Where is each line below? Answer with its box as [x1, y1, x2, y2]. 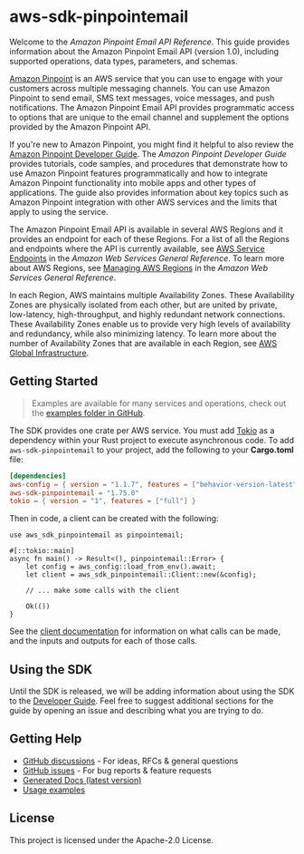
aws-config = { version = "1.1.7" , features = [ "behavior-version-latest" [9, 480, 298, 489]
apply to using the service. [9, 206, 109, 217]
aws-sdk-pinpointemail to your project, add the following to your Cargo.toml [9, 444, 294, 455]
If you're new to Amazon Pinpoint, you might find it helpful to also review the [9, 139, 294, 150]
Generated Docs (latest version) [22, 774, 142, 785]
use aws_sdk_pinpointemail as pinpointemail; [9, 530, 184, 540]
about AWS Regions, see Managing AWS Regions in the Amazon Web [9, 262, 269, 273]
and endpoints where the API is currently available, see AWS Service [9, 243, 265, 254]
